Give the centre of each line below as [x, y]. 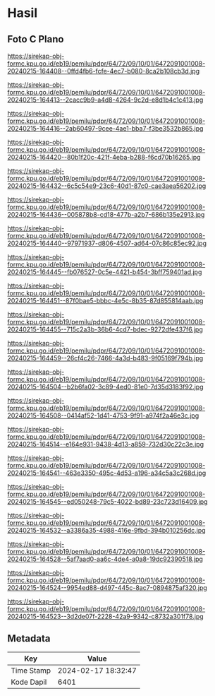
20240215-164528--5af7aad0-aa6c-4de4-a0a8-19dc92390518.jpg [105, 559]
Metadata [29, 638]
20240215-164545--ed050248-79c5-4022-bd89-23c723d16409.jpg [107, 502]
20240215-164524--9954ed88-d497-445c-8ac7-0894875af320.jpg [107, 588]
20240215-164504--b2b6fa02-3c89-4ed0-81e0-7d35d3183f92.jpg [105, 387]
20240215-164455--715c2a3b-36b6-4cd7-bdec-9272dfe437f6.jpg [105, 329]
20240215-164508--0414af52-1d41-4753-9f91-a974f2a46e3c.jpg [103, 415]
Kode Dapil [29, 682]
